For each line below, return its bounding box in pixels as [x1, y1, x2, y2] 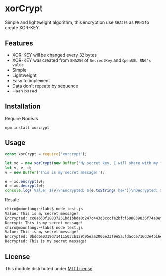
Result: [5, 197, 19, 203]
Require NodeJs [5, 115, 38, 121]
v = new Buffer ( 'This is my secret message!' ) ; [5, 170, 105, 175]
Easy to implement [12, 77, 50, 83]
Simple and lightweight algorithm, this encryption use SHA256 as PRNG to [5, 19, 149, 25]
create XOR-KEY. [5, 24, 40, 30]
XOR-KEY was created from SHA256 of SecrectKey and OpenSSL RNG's [12, 57, 151, 63]
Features [5, 39, 33, 47]
